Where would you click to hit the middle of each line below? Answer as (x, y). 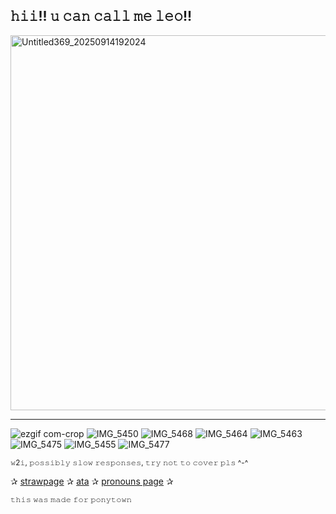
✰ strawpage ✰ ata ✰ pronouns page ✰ (92, 481)
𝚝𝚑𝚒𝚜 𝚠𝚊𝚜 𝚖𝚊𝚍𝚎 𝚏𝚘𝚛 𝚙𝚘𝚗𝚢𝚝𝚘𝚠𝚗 (71, 499)
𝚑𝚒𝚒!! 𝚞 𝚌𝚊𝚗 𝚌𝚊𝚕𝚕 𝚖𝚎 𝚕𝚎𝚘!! (101, 16)
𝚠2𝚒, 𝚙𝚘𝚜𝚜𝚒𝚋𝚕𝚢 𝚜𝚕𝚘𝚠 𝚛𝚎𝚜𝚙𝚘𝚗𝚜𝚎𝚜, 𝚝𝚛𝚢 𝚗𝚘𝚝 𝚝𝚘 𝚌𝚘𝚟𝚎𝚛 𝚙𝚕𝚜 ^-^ (129, 462)
